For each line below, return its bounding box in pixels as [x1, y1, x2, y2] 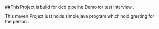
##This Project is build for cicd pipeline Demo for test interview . [5, 4, 135, 10]
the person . [5, 19, 29, 24]
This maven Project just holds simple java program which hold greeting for [5, 14, 155, 19]
